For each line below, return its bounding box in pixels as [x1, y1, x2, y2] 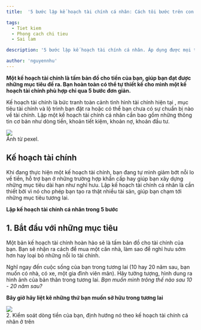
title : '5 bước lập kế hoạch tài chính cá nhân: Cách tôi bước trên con [6, 8, 194, 15]
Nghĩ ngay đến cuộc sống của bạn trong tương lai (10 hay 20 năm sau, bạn [6, 263, 190, 270]
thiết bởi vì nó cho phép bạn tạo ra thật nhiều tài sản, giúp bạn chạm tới [6, 187, 182, 195]
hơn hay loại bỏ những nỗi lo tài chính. [6, 252, 100, 259]
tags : [6, 19, 20, 26]
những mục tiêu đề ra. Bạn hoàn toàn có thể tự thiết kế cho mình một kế [6, 80, 187, 87]
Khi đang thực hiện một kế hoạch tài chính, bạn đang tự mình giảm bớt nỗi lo [6, 168, 194, 175]
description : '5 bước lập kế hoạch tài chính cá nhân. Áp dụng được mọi [6, 47, 191, 53]
